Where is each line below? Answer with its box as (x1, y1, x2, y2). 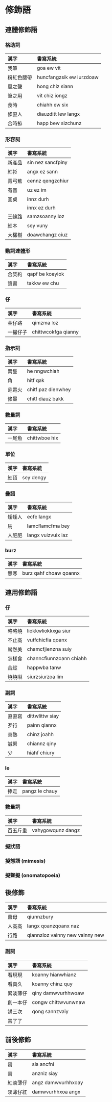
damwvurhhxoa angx (32, 1088, 81, 1095)
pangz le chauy (22, 788, 58, 794)
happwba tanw (27, 664, 61, 671)
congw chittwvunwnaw (32, 999, 86, 1005)
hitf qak (27, 377, 45, 384)
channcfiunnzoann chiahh (27, 655, 87, 662)
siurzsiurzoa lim (27, 673, 64, 680)
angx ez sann (27, 168, 58, 175)
